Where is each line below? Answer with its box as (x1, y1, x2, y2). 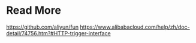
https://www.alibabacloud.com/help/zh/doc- (80, 23, 190, 30)
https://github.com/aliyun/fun (6, 23, 79, 30)
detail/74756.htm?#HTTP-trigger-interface (6, 29, 111, 36)
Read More (6, 4, 62, 17)
